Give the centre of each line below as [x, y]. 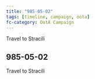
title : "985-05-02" [30, 11]
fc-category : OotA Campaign [40, 22]
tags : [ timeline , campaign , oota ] [48, 17]
